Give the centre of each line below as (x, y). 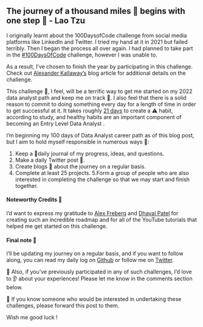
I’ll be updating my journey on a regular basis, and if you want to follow (95, 253)
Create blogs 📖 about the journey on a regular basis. (80, 166)
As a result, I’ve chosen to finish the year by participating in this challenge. (100, 66)
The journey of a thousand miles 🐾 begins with (96, 11)
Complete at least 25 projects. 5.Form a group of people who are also (102, 173)
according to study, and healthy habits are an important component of (94, 117)
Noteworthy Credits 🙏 (34, 200)
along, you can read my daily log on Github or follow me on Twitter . (90, 260)
